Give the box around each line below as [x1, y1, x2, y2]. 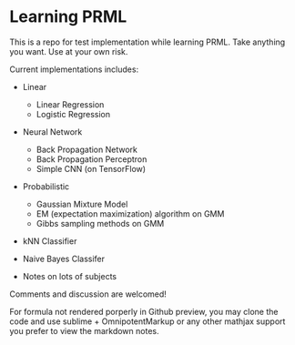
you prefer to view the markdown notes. [9, 325, 159, 336]
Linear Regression [36, 98, 105, 110]
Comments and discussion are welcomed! [9, 289, 167, 299]
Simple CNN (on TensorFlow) [36, 163, 147, 174]
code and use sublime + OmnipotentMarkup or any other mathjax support [9, 316, 286, 327]
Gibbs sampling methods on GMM [36, 218, 165, 228]
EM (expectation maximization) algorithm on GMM [36, 208, 225, 219]
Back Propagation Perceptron [36, 153, 147, 165]
